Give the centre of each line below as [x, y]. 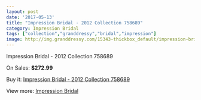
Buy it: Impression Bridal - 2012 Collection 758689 [68, 79]
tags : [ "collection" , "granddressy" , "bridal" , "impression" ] [81, 34]
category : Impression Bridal [42, 28]
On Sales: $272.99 [30, 68]
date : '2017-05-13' [31, 17]
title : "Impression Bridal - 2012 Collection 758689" [75, 23]
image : [14, 39]
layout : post [22, 12]
